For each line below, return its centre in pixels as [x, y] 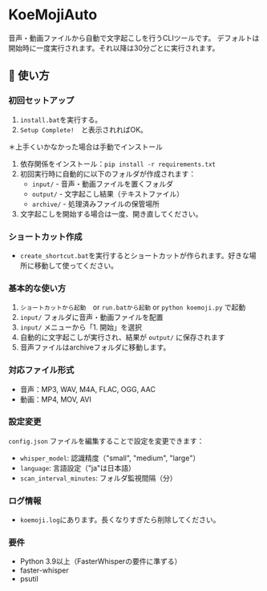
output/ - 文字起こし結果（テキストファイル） [108, 193]
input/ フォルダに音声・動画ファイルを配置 [91, 318]
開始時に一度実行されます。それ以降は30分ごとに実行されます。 [114, 48]
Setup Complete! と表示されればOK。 [84, 129]
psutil [29, 579]
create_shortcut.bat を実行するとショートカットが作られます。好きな [135, 255]
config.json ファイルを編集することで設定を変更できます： [106, 441]
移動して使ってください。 [76, 265]
